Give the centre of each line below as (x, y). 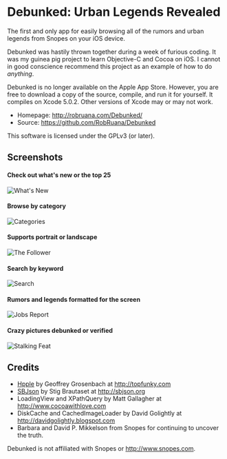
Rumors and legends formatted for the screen (74, 299)
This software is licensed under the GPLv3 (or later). (81, 136)
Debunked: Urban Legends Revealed (114, 12)
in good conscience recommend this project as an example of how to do (110, 66)
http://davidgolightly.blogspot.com (66, 420)
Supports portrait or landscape (52, 237)
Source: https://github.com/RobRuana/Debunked (86, 122)
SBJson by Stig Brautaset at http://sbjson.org (81, 391)
